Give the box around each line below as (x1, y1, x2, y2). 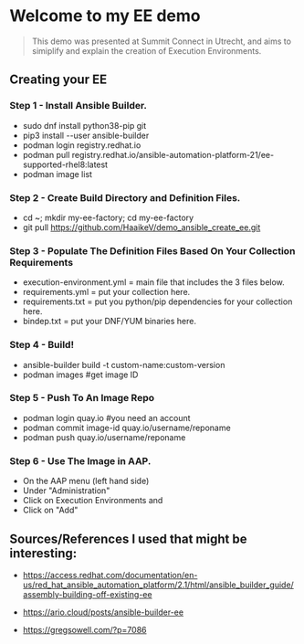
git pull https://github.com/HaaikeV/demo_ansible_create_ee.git (22, 221, 261, 233)
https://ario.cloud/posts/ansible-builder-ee (22, 607, 184, 618)
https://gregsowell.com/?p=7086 (22, 624, 147, 635)
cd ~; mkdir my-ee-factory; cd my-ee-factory (22, 212, 194, 223)
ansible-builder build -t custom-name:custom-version (22, 359, 225, 370)
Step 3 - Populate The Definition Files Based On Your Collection (9, 244, 296, 257)
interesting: (9, 545, 78, 561)
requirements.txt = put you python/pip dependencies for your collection (22, 296, 293, 307)
